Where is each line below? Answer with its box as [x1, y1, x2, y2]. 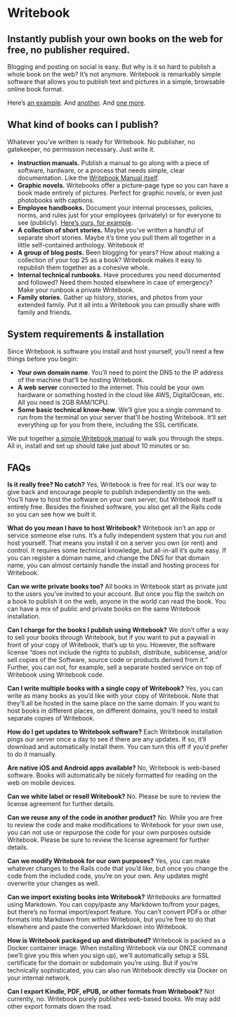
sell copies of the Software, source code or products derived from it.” [7, 656, 209, 664]
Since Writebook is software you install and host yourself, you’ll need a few [7, 346, 225, 356]
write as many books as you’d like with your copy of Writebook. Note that [7, 692, 219, 700]
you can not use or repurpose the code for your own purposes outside [7, 828, 211, 837]
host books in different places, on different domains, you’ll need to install [7, 706, 218, 715]
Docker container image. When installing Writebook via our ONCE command [7, 944, 228, 952]
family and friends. [17, 308, 72, 316]
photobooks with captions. [17, 195, 95, 205]
